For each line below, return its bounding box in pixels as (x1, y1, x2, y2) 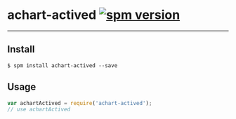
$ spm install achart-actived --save (7, 62, 118, 69)
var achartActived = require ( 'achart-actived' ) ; (7, 99, 152, 106)
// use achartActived (7, 106, 71, 113)
